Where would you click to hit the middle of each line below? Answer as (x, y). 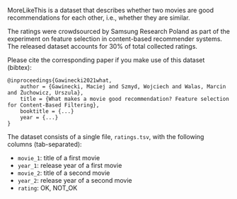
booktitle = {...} (47, 111)
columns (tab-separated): (45, 144)
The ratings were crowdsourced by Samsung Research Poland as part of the (118, 31)
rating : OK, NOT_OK (47, 188)
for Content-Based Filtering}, (53, 105)
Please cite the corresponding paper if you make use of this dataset (106, 60)
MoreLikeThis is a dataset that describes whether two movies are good (111, 10)
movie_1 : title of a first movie (59, 158)
